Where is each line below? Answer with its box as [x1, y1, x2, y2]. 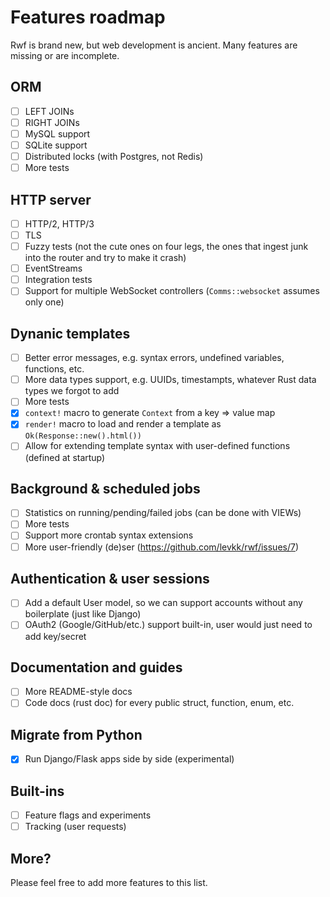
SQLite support [24, 139, 88, 151]
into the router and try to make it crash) [24, 252, 187, 264]
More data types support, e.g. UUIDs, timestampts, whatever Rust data [24, 374, 317, 386]
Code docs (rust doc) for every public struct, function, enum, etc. [24, 697, 295, 709]
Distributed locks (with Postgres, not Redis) [24, 151, 204, 162]
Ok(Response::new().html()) [24, 431, 142, 441]
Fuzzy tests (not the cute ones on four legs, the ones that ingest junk [24, 241, 309, 253]
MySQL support [24, 127, 91, 140]
